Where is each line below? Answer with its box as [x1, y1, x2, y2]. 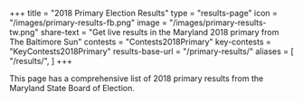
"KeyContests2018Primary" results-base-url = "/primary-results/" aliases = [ [9, 46, 294, 57]
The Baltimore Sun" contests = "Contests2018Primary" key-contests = [9, 36, 271, 47]
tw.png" [9, 27, 39, 37]
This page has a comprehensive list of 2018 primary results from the [9, 73, 264, 84]
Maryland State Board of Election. [9, 83, 136, 93]
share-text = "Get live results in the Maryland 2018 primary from [40, 27, 279, 37]
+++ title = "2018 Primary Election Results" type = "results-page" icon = [9, 8, 279, 18]
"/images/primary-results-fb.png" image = [9, 17, 167, 28]
